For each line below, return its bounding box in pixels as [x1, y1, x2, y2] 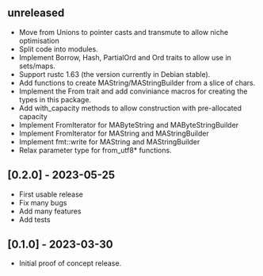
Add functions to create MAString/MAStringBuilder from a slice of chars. [18, 78, 256, 87]
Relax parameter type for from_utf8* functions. [18, 145, 172, 155]
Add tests [18, 214, 51, 224]
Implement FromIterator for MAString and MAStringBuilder [18, 128, 209, 138]
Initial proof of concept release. [18, 259, 122, 268]
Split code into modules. [18, 44, 98, 54]
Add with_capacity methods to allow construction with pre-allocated [18, 103, 242, 113]
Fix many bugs [18, 197, 67, 207]
